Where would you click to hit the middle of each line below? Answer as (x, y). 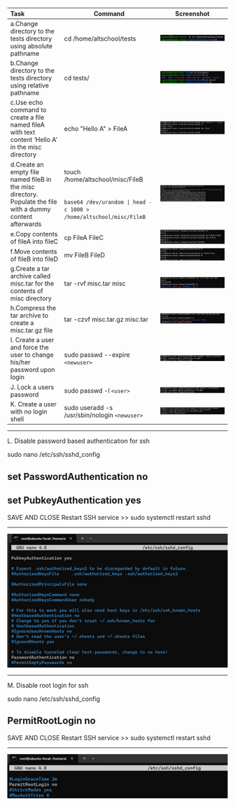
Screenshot (192, 13)
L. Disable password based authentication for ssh (79, 441)
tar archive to (29, 316)
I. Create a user (32, 340)
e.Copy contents (34, 234)
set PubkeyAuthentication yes (74, 501)
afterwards (26, 224)
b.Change (24, 63)
